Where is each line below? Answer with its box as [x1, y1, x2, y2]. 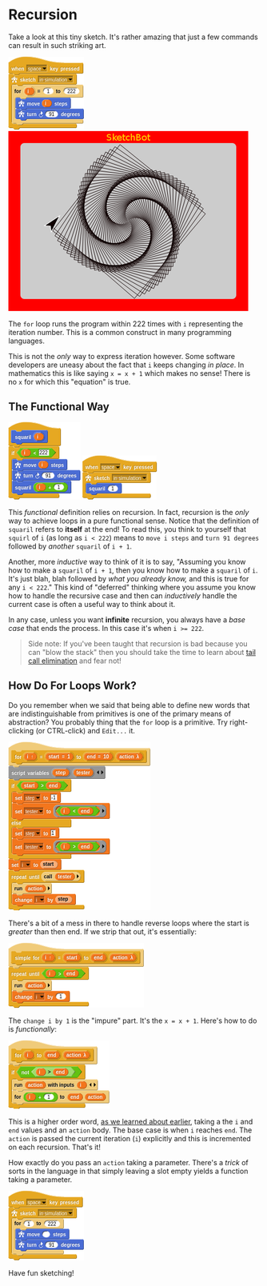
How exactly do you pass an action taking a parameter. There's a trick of [8, 1157, 249, 1167]
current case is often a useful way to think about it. [8, 599, 176, 609]
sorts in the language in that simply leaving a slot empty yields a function [8, 1166, 249, 1176]
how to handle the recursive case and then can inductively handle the [8, 590, 237, 601]
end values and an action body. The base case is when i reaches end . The [8, 1125, 253, 1135]
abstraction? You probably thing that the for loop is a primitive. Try [8, 717, 228, 727]
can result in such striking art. [8, 40, 106, 50]
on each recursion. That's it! [8, 1142, 102, 1152]
